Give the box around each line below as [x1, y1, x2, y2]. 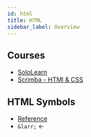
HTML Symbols [7, 96, 76, 107]
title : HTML [7, 17, 42, 24]
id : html [7, 10, 33, 18]
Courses [7, 49, 45, 61]
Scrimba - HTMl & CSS [17, 75, 84, 84]
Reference [17, 115, 48, 123]
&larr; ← [17, 122, 45, 130]
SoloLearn [17, 68, 48, 77]
